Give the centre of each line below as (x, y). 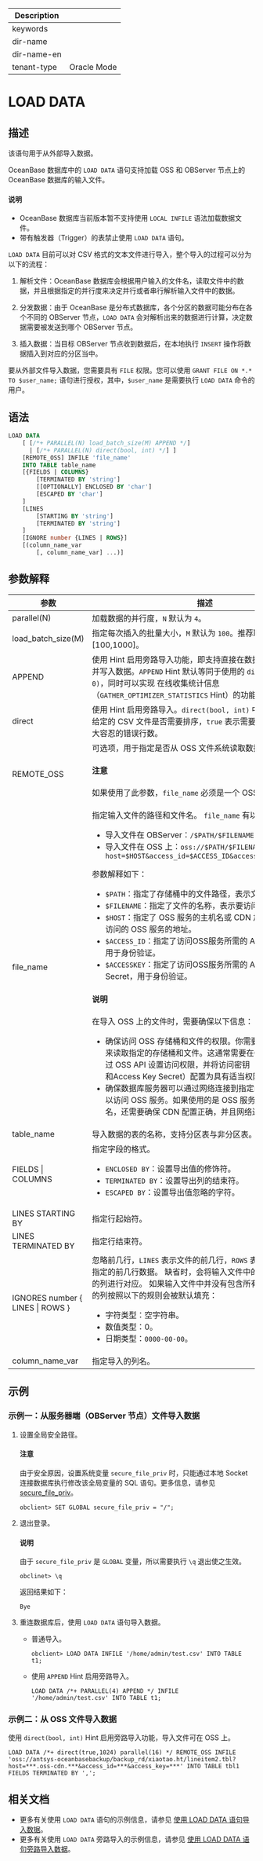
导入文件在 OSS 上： (143, 847)
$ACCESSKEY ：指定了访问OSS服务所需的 (177, 965)
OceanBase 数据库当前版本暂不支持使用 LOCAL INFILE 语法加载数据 (127, 218)
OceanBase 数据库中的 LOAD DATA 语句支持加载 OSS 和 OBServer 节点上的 (126, 170)
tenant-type (34, 67)
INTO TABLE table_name (59, 465)
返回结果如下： (43, 1592)
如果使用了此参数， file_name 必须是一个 (166, 793)
